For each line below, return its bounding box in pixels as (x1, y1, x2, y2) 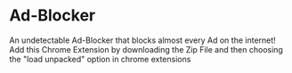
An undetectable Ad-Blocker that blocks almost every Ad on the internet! (9, 35, 276, 45)
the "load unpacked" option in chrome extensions (9, 53, 191, 64)
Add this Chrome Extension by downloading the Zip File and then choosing (9, 44, 283, 54)
